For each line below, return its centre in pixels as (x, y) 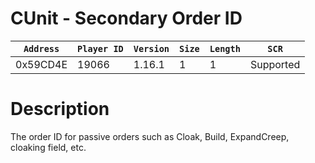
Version (151, 48)
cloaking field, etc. (48, 147)
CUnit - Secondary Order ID (126, 18)
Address (41, 48)
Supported (275, 64)
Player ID (100, 48)
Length (225, 48)
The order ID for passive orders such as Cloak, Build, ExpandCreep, (150, 136)
